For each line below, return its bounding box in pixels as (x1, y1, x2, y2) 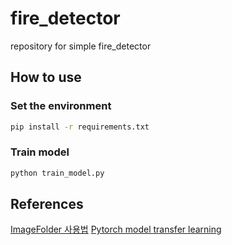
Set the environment (10, 99, 112, 113)
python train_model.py (10, 168, 105, 178)
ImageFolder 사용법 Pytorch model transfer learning (10, 223, 222, 236)
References (10, 196, 84, 213)
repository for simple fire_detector (10, 40, 152, 52)
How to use (10, 69, 82, 86)
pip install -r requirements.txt (10, 122, 150, 132)
